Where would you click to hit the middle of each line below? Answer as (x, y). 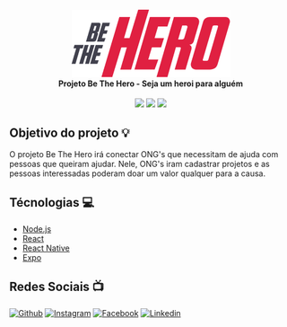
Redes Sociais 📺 (57, 287)
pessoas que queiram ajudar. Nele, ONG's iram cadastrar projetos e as (140, 164)
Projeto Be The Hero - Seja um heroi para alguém (151, 84)
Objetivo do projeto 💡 (70, 133)
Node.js (37, 229)
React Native (46, 248)
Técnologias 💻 (52, 203)
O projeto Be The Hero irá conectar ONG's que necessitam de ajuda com (144, 155)
